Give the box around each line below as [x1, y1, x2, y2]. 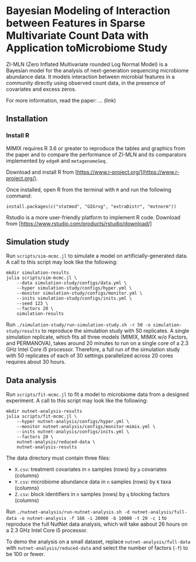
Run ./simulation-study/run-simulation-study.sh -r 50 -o [6, 321, 151, 328]
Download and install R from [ [6, 168, 78, 175]
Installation [6, 114, 48, 124]
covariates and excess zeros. [6, 85, 77, 92]
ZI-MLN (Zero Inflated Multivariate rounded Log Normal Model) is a [6, 60, 168, 68]
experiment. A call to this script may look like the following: [6, 397, 148, 404]
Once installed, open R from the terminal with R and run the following [6, 186, 171, 193]
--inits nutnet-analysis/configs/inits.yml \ [16, 429, 130, 435]
